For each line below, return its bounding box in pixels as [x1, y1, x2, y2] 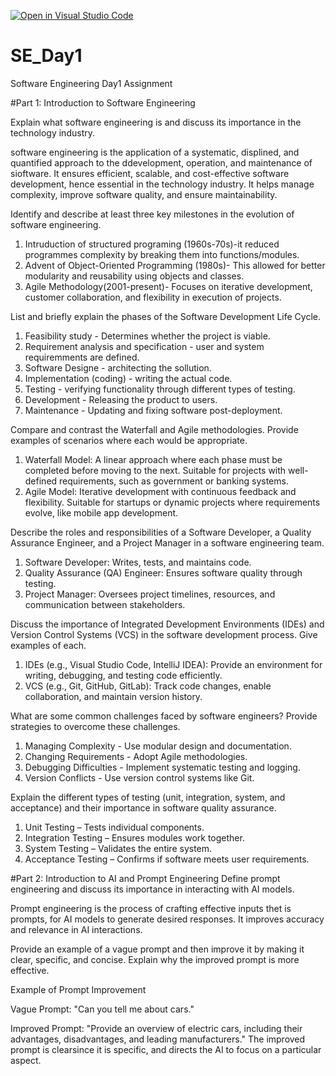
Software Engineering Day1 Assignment [10, 77, 173, 89]
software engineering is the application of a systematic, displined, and [10, 146, 300, 158]
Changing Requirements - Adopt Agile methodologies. [24, 750, 248, 762]
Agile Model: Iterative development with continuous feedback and [24, 485, 297, 497]
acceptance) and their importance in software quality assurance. [10, 801, 277, 814]
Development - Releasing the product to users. [24, 393, 218, 405]
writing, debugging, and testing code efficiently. [24, 669, 223, 681]
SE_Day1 [10, 45, 83, 67]
